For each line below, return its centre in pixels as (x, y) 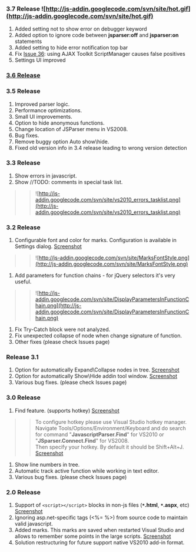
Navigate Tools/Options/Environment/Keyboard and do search (111, 428)
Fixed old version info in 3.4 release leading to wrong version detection (101, 148)
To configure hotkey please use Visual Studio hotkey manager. (111, 421)
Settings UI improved (40, 60)
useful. (23, 282)
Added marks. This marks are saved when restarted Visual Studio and (99, 530)
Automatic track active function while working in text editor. (87, 471)
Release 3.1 (23, 357)
